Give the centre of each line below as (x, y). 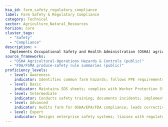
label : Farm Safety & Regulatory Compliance (52, 14)
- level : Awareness (30, 75)
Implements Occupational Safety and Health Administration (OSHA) (80, 51)
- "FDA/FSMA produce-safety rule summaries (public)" (67, 65)
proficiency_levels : (27, 70)
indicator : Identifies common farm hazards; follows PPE (75, 79)
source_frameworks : (25, 56)
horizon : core (20, 28)
